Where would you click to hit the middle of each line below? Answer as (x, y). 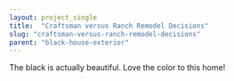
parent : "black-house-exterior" (69, 42)
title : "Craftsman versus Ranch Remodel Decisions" (109, 26)
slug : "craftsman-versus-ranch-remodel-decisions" (105, 34)
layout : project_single (53, 17)
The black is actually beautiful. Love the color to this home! (117, 68)
